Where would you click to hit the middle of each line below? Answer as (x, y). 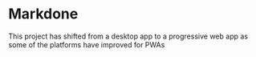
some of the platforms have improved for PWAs (87, 44)
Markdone (43, 14)
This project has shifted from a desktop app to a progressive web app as (128, 36)
